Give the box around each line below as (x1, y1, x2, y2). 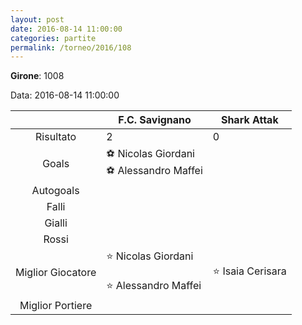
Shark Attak (220, 113, 279, 127)
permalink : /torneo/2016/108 (10, 42, 132, 53)
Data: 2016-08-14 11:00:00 (10, 89, 120, 101)
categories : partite (10, 33, 97, 43)
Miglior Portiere (19, 299, 93, 313)
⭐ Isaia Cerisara (212, 264, 287, 278)
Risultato (35, 130, 77, 144)
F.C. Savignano (118, 113, 192, 127)
